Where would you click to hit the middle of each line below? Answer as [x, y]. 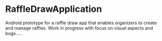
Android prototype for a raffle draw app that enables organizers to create [81, 23]
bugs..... [14, 33]
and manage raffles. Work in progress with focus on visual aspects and [79, 28]
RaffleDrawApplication [54, 9]
